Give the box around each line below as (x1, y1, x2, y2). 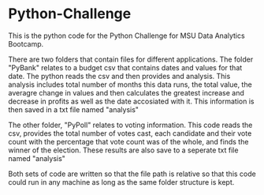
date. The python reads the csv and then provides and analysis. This (8, 71, 231, 81)
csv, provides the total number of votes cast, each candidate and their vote (8, 128, 252, 138)
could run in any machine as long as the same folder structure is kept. (8, 177, 235, 186)
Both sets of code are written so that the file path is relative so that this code (8, 169, 256, 178)
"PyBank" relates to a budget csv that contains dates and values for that (8, 62, 243, 72)
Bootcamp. (8, 39, 44, 48)
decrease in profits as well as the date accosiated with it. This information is (8, 96, 255, 106)
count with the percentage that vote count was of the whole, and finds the (8, 137, 249, 146)
